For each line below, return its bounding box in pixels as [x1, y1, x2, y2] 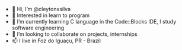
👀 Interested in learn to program [11, 12, 90, 19]
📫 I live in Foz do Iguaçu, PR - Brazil [11, 37, 101, 44]
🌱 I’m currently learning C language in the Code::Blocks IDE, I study [11, 18, 177, 25]
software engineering [11, 24, 65, 31]
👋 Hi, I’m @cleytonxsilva [11, 6, 71, 12]
